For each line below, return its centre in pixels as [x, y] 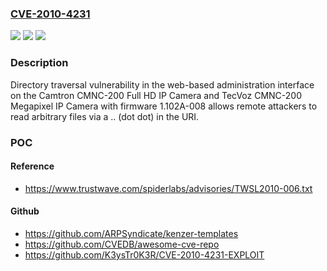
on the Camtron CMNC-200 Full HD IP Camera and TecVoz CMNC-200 [156, 95]
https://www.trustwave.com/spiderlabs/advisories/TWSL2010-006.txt [168, 188]
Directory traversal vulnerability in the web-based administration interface [162, 84]
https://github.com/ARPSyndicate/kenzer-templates [131, 233]
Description [39, 63]
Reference [32, 166]
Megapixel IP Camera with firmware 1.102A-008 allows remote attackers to [164, 106]
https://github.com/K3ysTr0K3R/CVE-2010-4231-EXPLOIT [144, 254]
